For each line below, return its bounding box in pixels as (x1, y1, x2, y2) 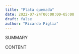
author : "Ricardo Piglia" (5, 21, 59, 26)
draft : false (5, 16, 32, 21)
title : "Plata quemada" (5, 7, 55, 12)
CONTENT (5, 44, 27, 50)
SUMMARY (5, 35, 28, 41)
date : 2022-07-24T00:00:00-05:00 (5, 12, 75, 17)
